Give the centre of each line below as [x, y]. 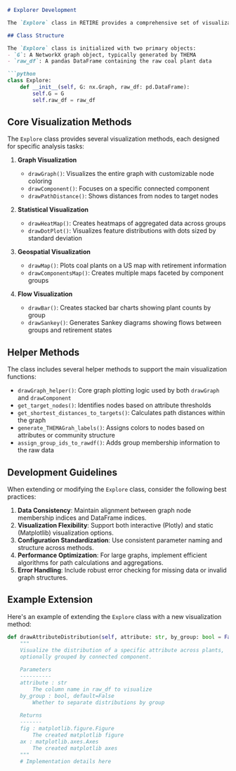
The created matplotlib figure [78, 735]
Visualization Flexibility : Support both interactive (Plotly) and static [115, 525]
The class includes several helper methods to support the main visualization [117, 369]
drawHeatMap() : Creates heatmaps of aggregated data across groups [127, 223]
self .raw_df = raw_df [64, 100]
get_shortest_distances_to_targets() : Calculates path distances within [121, 413]
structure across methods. [55, 548]
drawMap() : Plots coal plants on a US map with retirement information [127, 266]
